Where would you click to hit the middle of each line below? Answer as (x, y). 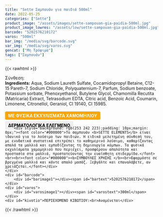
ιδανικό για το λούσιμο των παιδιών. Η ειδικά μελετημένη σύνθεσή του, (79, 137)
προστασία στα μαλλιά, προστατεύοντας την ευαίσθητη (59, 154)
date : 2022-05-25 (23, 14)
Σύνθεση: (15, 78)
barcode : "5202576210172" (31, 32)
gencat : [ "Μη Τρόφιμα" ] (29, 50)
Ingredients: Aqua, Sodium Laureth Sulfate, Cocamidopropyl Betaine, (74, 83)
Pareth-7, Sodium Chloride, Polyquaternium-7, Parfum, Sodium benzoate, (83, 89)
